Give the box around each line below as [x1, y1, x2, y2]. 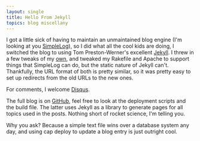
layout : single [6, 8, 44, 15]
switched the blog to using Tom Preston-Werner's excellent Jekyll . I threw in [6, 49, 195, 56]
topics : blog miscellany [6, 20, 68, 26]
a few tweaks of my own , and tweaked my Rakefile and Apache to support [6, 55, 190, 63]
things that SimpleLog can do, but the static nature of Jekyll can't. [6, 62, 169, 69]
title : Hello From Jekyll [6, 14, 71, 20]
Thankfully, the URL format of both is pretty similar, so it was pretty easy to [6, 68, 191, 75]
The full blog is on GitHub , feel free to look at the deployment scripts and [6, 97, 186, 105]
